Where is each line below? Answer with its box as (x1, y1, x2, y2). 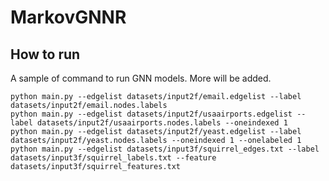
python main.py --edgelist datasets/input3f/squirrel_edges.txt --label (10, 144, 320, 154)
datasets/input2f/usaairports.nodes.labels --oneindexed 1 (36, 118, 288, 128)
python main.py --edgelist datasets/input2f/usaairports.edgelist (10, 109, 293, 119)
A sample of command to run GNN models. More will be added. (10, 72, 272, 84)
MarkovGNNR (10, 6, 127, 29)
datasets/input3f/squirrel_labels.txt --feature (10, 153, 217, 163)
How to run (10, 46, 81, 63)
